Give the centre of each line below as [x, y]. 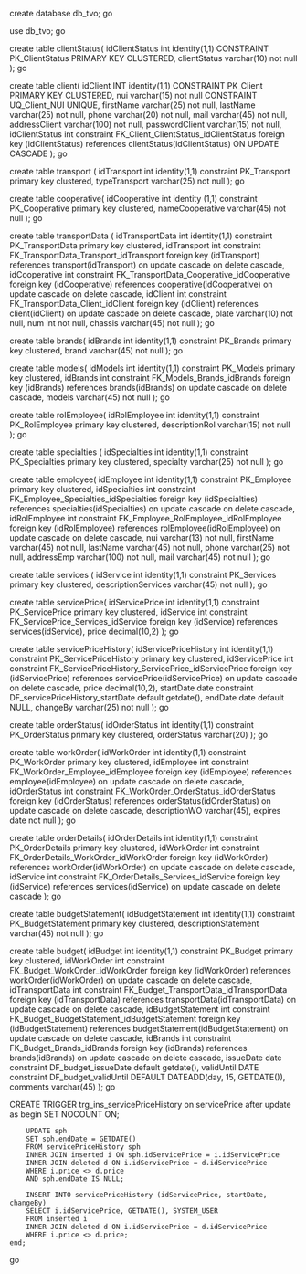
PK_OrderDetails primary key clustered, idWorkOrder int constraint [134, 848]
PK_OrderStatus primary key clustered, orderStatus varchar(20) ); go [138, 735]
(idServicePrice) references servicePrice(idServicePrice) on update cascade [153, 678]
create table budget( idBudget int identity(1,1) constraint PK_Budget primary [152, 951]
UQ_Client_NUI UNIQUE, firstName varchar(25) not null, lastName [132, 105]
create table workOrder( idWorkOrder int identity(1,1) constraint [128, 752]
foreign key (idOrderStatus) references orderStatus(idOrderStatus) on [140, 801]
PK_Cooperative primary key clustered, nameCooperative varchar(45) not [148, 208]
